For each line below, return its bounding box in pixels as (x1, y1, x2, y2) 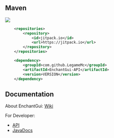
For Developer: (5, 113, 36, 119)
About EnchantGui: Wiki (5, 103, 53, 109)
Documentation (5, 90, 54, 98)
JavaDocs (12, 128, 33, 134)
